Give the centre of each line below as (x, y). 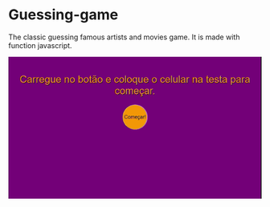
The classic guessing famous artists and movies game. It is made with (124, 37)
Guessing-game (63, 15)
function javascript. (40, 45)
